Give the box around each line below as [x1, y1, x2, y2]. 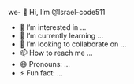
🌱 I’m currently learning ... [19, 31, 104, 40]
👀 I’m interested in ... [19, 23, 87, 31]
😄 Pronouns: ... [19, 60, 71, 68]
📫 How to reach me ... [19, 48, 93, 57]
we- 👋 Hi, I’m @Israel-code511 [8, 8, 106, 16]
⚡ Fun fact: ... [19, 68, 63, 78]
